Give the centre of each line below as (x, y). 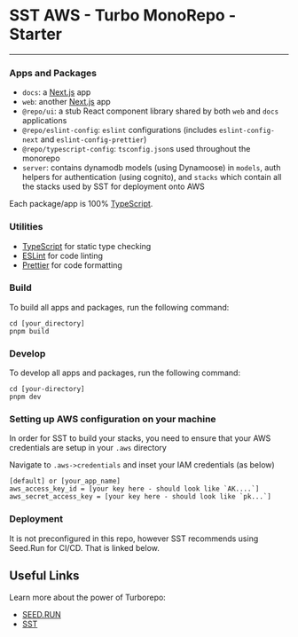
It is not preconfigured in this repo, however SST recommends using (134, 539)
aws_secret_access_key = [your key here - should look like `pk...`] (141, 497)
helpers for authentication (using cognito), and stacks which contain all (152, 177)
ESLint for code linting (63, 256)
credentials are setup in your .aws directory (88, 448)
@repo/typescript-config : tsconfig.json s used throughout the (136, 149)
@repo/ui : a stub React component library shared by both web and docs (150, 111)
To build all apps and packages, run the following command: (119, 307)
